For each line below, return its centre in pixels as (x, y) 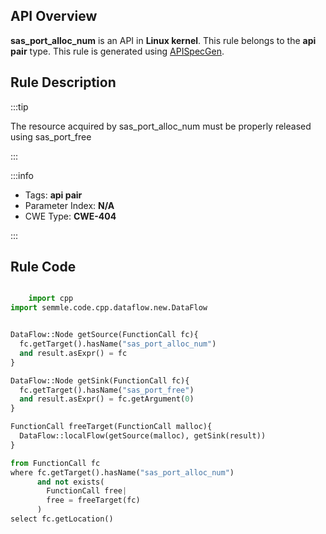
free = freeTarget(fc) (93, 500)
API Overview (54, 16)
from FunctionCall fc (55, 463)
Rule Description (63, 82)
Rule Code (43, 267)
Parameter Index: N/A (69, 205)
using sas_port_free (51, 136)
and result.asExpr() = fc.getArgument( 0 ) (107, 399)
